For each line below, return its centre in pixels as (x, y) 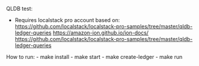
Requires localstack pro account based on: (67, 20)
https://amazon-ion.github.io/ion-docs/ (101, 33)
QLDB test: (19, 9)
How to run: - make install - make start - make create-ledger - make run (94, 57)
